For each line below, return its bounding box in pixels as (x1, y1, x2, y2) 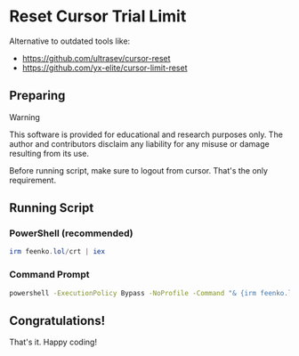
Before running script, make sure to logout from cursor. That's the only (9, 165, 269, 175)
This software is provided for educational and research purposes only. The (9, 129, 283, 140)
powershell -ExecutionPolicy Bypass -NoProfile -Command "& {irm (9, 288, 256, 297)
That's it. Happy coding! (9, 336, 98, 348)
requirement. (9, 174, 56, 185)
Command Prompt (9, 269, 90, 281)
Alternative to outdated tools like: (9, 36, 131, 46)
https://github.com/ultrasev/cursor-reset (21, 53, 171, 63)
